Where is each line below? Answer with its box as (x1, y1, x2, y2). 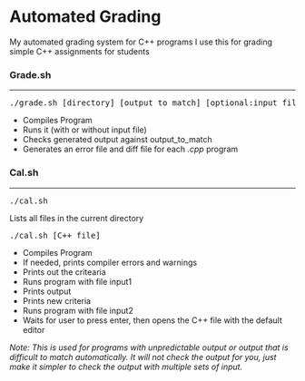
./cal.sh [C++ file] (9, 230, 102, 240)
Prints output (22, 286, 72, 297)
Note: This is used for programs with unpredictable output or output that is (9, 342, 289, 353)
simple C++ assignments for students (9, 45, 150, 56)
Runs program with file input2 (22, 305, 133, 316)
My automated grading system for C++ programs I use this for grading (9, 36, 272, 47)
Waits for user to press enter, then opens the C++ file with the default (22, 315, 283, 326)
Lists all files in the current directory (9, 212, 144, 223)
